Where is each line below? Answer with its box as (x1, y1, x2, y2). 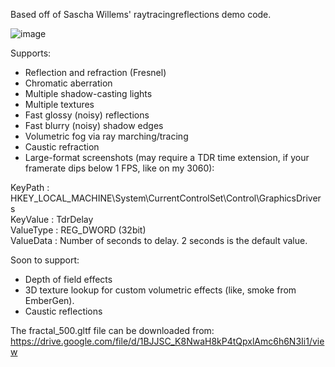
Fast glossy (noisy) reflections (24, 109, 150, 121)
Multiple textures (24, 99, 95, 110)
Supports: (10, 47, 52, 59)
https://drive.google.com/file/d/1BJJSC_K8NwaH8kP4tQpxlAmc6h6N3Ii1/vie (10, 335, 325, 347)
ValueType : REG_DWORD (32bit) (10, 224, 147, 236)
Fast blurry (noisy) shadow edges (24, 120, 164, 131)
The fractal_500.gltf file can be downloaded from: (10, 325, 215, 336)
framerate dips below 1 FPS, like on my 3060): (24, 162, 215, 174)
